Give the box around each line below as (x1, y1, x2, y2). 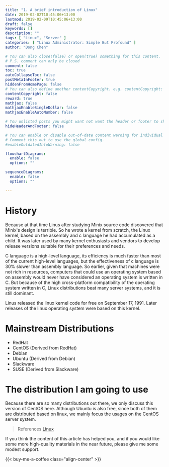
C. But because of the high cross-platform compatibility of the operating (5, 279, 155, 286)
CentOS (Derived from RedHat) (12, 345, 77, 351)
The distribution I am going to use (5, 384, 148, 395)
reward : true (5, 96, 33, 101)
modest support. (5, 446, 40, 452)
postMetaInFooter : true (5, 77, 55, 82)
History (5, 205, 37, 216)
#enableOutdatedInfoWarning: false (5, 142, 80, 147)
